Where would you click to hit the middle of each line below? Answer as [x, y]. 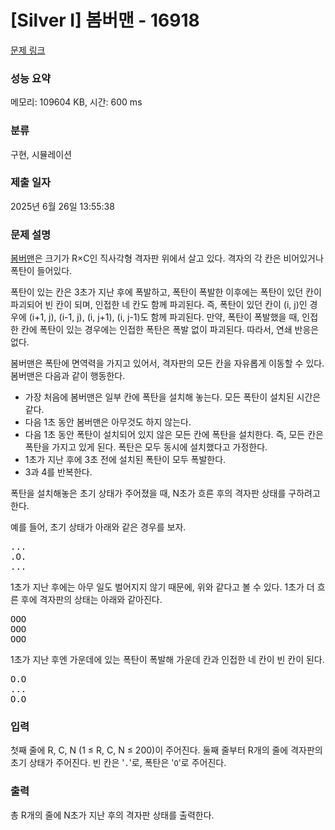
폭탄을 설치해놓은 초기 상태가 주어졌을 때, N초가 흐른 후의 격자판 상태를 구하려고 [165, 493]
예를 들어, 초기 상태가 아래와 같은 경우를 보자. [98, 527]
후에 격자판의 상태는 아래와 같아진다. [91, 600]
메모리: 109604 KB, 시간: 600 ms [76, 102]
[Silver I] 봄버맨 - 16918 [105, 20]
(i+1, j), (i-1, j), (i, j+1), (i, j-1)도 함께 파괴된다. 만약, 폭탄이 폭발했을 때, [164, 317]
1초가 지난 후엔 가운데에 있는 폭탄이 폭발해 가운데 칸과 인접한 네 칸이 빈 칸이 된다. [167, 660]
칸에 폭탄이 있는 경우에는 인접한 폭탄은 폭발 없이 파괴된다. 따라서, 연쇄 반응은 [170, 330]
